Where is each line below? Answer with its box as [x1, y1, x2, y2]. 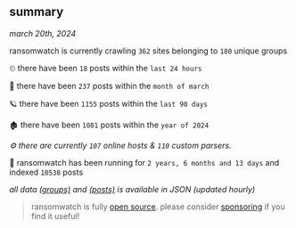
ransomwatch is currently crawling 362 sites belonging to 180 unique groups [9, 45, 288, 56]
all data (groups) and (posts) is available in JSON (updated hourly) [9, 183, 256, 194]
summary [9, 4, 64, 20]
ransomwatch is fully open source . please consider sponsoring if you [30, 201, 285, 212]
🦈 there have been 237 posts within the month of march [9, 80, 210, 91]
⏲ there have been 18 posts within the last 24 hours [9, 62, 202, 73]
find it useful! [30, 210, 80, 221]
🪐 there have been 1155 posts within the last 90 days [9, 98, 208, 109]
